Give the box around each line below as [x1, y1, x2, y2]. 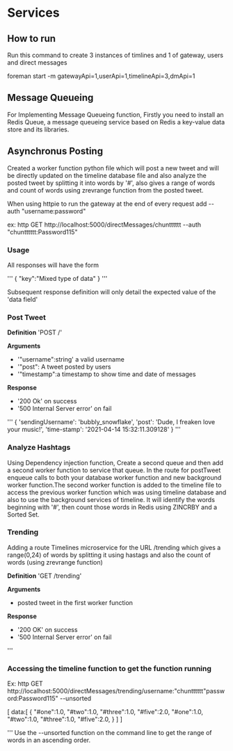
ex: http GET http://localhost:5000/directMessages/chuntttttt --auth [7, 220, 202, 229]
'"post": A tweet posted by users [17, 363, 111, 371]
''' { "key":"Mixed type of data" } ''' [7, 274, 108, 282]
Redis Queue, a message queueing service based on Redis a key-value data [7, 118, 225, 126]
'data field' [7, 295, 38, 303]
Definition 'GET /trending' [7, 572, 82, 580]
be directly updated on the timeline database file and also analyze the [7, 171, 207, 179]
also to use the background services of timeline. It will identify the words [7, 495, 216, 503]
